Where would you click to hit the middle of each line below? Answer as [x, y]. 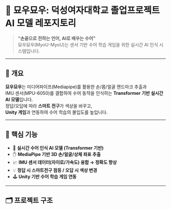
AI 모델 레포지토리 [41, 23]
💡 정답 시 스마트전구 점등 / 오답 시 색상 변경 [55, 170]
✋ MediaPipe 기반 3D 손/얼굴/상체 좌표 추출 [56, 154]
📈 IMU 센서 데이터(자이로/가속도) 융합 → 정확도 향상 [65, 162]
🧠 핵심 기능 [22, 135]
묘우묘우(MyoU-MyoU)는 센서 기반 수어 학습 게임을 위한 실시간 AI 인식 [88, 44]
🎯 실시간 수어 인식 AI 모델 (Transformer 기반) [58, 148]
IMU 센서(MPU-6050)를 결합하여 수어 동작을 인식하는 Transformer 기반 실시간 [84, 93]
